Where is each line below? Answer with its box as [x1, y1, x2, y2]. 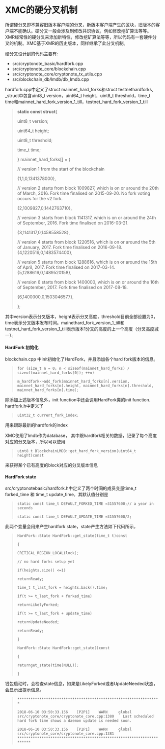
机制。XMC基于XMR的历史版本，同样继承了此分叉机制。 [13, 40, 128, 46]
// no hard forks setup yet [17, 559, 75, 565]
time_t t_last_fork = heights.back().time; [17, 585, 108, 590]
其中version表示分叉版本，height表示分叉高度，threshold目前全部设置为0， [5, 314, 158, 320]
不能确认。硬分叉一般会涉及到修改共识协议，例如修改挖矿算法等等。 [13, 28, 151, 34]
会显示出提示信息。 [5, 687, 44, 693]
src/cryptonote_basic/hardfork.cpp [12, 60, 83, 67]
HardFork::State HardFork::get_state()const [17, 645, 110, 651]
